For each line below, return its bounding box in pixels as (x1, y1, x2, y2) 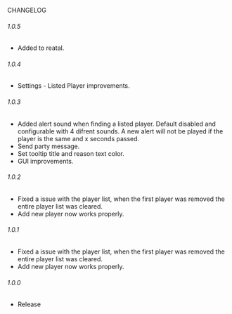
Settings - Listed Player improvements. (17, 81, 130, 90)
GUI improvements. (17, 157, 74, 165)
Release (17, 300, 41, 308)
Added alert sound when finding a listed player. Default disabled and (17, 119, 217, 128)
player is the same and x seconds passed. (17, 134, 140, 143)
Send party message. (17, 142, 80, 150)
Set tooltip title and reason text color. (17, 149, 124, 157)
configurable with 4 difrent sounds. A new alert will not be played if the (17, 126, 224, 136)
